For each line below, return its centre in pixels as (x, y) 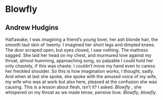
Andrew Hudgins (32, 28)
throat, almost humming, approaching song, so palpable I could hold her (79, 60)
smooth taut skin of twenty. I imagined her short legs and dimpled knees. (80, 45)
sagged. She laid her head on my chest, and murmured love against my (79, 55)
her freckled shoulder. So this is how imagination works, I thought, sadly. (80, 71)
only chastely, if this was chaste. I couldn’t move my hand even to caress (80, 66)
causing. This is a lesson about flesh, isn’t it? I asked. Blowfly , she (74, 87)
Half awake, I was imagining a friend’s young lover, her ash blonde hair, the (81, 39)
